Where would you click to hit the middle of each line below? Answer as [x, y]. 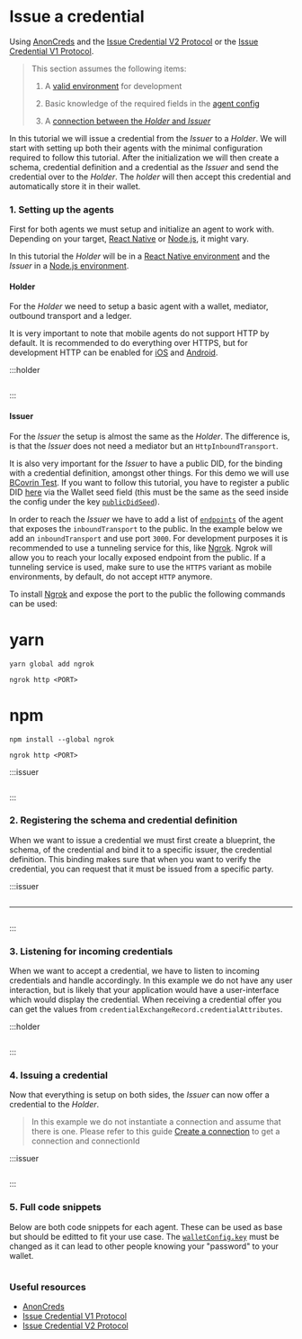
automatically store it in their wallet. [75, 186]
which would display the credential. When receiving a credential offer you [146, 1000]
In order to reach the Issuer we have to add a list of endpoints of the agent [147, 519]
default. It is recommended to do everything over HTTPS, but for [129, 343]
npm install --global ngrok [62, 739]
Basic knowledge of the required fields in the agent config [152, 103]
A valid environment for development [113, 86]
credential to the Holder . [54, 1105]
